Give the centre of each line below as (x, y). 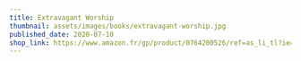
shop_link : (30, 43)
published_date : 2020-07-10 (62, 34)
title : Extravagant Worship (62, 17)
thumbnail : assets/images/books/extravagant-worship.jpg (118, 26)
